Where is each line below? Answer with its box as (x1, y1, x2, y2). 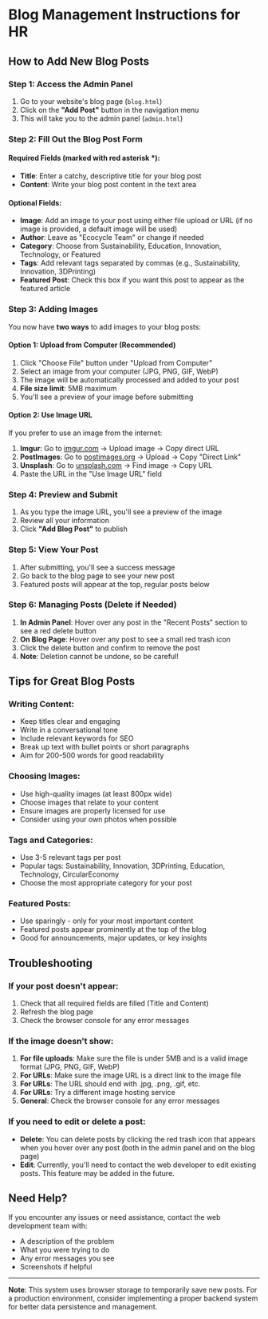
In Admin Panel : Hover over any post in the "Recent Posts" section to (19, 618, 248, 627)
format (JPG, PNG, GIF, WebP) (19, 1062, 120, 1072)
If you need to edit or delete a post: (8, 1116, 146, 1127)
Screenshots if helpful (19, 1262, 93, 1272)
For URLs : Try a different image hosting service (19, 1088, 175, 1097)
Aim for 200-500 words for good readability (19, 750, 164, 761)
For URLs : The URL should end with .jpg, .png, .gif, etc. (19, 1079, 201, 1089)
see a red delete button (19, 626, 97, 635)
